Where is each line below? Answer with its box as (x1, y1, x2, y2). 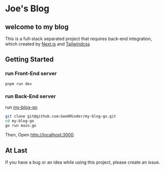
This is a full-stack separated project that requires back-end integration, (5, 36, 153, 42)
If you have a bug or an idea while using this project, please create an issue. (5, 159, 160, 166)
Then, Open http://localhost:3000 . (5, 132, 75, 138)
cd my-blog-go (5, 118, 35, 124)
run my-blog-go (5, 104, 38, 110)
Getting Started (5, 55, 54, 64)
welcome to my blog (5, 23, 69, 31)
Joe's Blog (5, 3, 50, 14)
